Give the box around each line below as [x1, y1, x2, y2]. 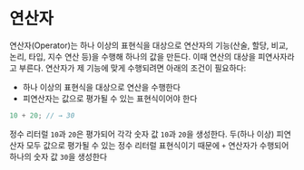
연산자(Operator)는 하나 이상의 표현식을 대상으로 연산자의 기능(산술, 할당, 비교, [9, 40, 289, 51]
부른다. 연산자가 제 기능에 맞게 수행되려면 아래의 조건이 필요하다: [18, 62, 247, 73]
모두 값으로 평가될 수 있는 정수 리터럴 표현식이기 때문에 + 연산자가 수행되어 [25, 139, 289, 150]
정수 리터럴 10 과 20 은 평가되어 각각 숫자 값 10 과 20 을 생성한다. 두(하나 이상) [9, 128, 275, 139]
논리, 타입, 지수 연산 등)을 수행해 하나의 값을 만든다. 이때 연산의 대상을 [9, 51, 257, 61]
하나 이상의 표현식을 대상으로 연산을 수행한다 [22, 81, 181, 92]
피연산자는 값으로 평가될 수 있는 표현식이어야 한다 [22, 92, 198, 104]
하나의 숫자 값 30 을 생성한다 [9, 151, 107, 162]
